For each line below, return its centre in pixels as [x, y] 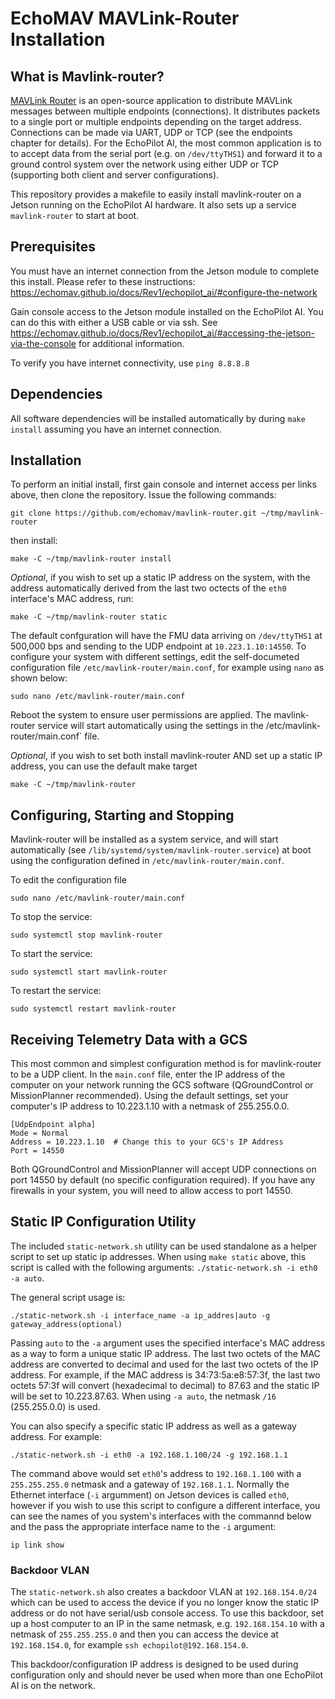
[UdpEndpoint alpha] [53, 1125]
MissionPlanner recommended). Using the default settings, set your [149, 1096]
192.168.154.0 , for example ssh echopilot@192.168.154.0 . [129, 1645]
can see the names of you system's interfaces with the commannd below [161, 1516]
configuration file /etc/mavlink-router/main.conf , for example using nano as [167, 668]
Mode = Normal [40, 1133]
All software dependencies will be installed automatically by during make [158, 418]
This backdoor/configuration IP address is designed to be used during [154, 1664]
